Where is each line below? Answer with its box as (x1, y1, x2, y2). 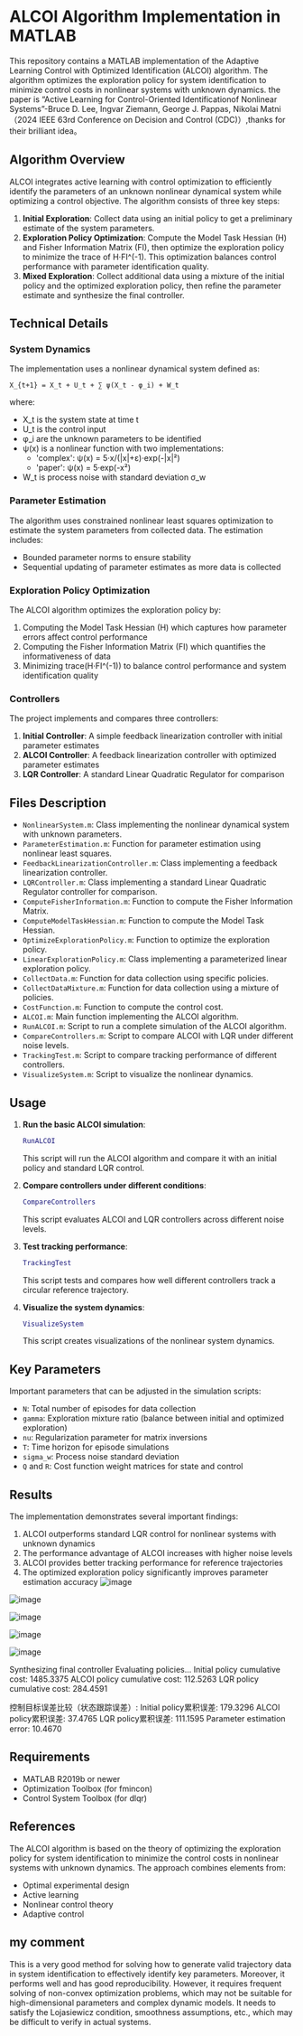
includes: (9, 534, 43, 545)
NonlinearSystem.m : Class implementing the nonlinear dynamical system (22, 820, 290, 830)
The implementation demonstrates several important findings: (9, 1511, 239, 1522)
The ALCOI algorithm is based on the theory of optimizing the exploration (9, 1843, 281, 1853)
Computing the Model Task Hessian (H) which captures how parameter (22, 622, 287, 633)
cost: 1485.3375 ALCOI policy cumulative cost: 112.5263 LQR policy (9, 1674, 260, 1684)
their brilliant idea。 (9, 125, 82, 136)
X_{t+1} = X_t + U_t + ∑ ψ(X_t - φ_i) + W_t (9, 381, 179, 390)
